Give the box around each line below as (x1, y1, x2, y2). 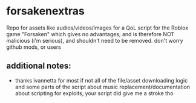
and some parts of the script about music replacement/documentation (15, 83, 191, 90)
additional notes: (6, 61, 71, 71)
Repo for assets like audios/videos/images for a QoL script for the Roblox (6, 24, 189, 31)
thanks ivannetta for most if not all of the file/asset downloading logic (15, 76, 188, 84)
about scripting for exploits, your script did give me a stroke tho (15, 89, 174, 97)
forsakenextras (6, 4, 85, 18)
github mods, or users (6, 43, 62, 51)
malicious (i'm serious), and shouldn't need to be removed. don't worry (6, 37, 183, 44)
